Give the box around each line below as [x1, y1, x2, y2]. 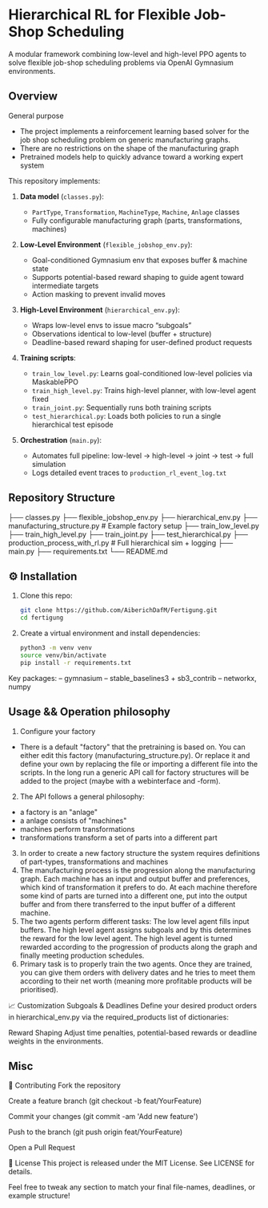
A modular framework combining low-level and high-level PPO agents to [8, 49, 246, 59]
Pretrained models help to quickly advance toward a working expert [19, 152, 244, 161]
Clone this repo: [19, 591, 73, 601]
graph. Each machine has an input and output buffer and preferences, [19, 874, 250, 883]
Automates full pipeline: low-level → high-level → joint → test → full [31, 451, 254, 460]
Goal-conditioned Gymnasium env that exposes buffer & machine [31, 255, 248, 265]
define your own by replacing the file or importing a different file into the [19, 759, 258, 768]
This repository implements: [8, 176, 101, 185]
